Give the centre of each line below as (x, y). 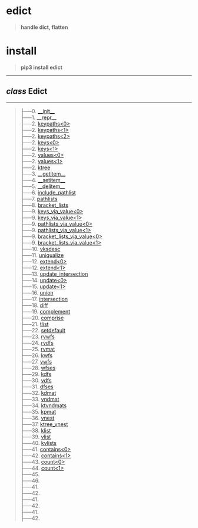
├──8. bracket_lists (44, 205)
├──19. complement (45, 311)
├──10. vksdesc (40, 249)
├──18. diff (34, 305)
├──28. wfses (38, 368)
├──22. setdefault (43, 330)
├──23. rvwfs (37, 336)
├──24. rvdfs (37, 342)
